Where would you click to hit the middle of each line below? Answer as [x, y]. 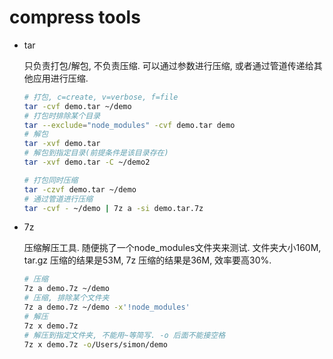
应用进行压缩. [60, 78]
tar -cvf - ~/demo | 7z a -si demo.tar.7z [113, 208]
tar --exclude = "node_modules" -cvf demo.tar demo [129, 125]
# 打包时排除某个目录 [62, 116]
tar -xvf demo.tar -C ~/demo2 [87, 162]
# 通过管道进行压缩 [58, 199]
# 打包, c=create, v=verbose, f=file [101, 97]
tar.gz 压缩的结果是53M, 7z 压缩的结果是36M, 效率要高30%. [147, 260]
